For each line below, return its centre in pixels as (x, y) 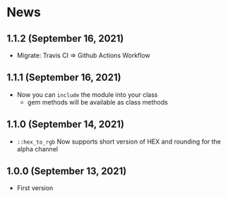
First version (35, 188)
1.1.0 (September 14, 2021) (66, 124)
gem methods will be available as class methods (98, 102)
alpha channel (37, 148)
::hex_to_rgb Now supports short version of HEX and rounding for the (119, 141)
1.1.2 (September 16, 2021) (65, 39)
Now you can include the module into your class (87, 94)
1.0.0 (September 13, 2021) (67, 171)
